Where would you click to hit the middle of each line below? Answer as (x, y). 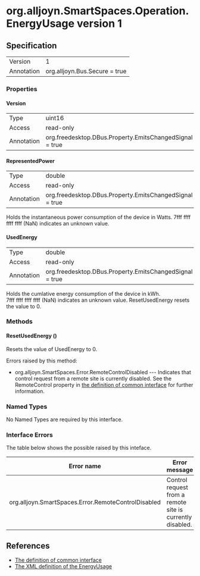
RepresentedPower (31, 161)
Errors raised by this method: (42, 361)
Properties (22, 89)
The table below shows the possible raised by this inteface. (79, 448)
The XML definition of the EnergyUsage (63, 566)
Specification (32, 46)
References (28, 546)
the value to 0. (24, 306)
